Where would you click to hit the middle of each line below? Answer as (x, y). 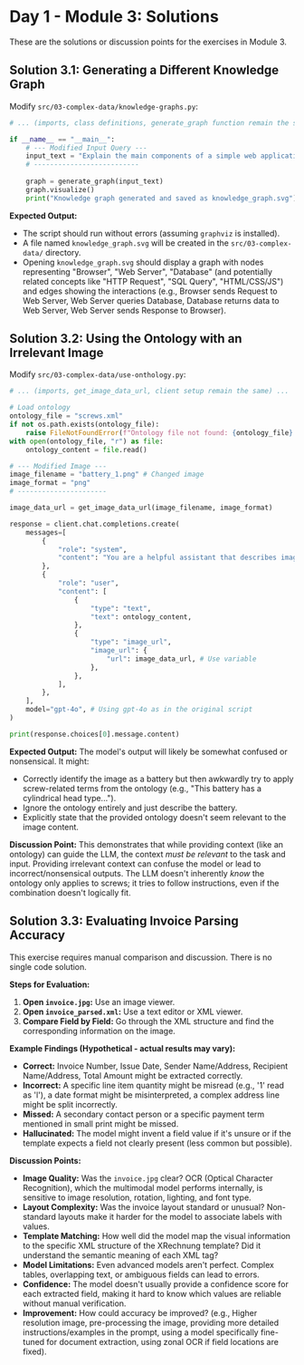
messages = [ (46, 532)
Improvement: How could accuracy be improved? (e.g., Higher (140, 1312)
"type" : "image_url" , (131, 642)
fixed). (34, 1351)
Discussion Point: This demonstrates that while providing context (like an (146, 844)
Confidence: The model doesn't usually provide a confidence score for (156, 1283)
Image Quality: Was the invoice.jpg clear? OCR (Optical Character (147, 1178)
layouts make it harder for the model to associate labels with (170, 1216)
